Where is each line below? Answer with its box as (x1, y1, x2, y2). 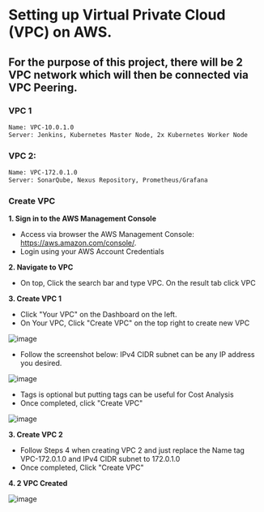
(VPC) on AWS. (8, 23, 113, 41)
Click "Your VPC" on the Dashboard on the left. (19, 309, 177, 319)
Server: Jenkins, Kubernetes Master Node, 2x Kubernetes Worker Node (8, 131, 249, 139)
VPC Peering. (8, 80, 78, 94)
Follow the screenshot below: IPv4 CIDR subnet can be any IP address (19, 349, 255, 359)
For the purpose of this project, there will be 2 (8, 55, 243, 69)
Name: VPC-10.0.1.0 (8, 123, 75, 131)
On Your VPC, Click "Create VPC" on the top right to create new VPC (19, 318, 250, 328)
